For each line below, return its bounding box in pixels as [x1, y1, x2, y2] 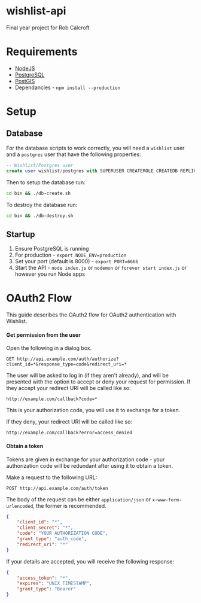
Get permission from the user [6, 331, 81, 339]
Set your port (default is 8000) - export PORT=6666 [14, 258, 139, 265]
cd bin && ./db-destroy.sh [6, 212, 74, 219]
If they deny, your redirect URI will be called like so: [6, 418, 133, 425]
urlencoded [6, 503, 33, 509]
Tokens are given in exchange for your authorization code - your [6, 456, 165, 463]
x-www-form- [152, 497, 182, 503]
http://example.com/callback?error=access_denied [6, 430, 133, 436]
